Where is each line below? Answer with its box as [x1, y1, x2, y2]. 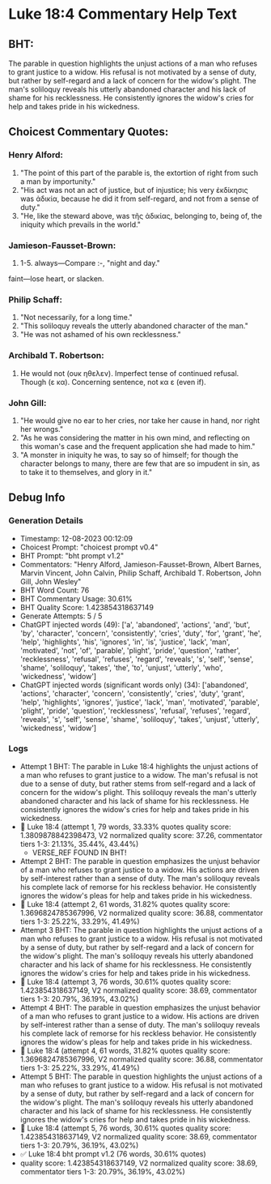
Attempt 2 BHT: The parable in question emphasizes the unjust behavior [19, 856, 260, 866]
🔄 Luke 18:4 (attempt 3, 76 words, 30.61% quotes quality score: [19, 977, 231, 986]
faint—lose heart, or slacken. [8, 273, 104, 284]
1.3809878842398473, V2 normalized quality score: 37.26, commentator [19, 830, 263, 840]
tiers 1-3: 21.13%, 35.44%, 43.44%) [19, 839, 139, 848]
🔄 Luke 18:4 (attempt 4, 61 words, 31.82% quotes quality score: [19, 1045, 231, 1055]
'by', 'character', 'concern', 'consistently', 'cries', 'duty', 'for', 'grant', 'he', [19, 628, 262, 638]
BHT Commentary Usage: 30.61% [19, 593, 133, 604]
